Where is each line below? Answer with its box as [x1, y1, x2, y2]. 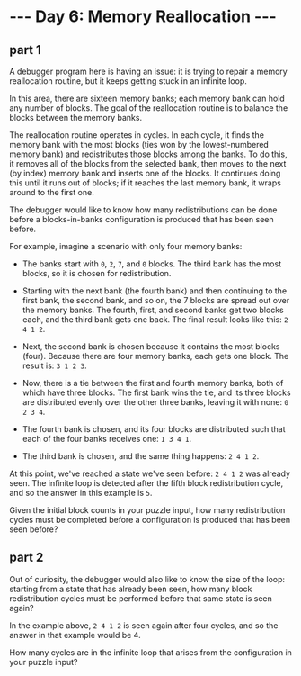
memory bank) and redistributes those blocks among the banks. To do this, [9, 149, 288, 159]
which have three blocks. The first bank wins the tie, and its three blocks [22, 387, 291, 398]
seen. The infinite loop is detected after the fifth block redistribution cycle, [9, 478, 284, 488]
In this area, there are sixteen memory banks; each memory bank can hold [9, 93, 285, 104]
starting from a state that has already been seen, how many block [9, 583, 252, 594]
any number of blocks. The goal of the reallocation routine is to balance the [9, 103, 288, 113]
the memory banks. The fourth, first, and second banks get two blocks [22, 304, 285, 315]
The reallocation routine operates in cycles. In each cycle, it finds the [9, 130, 265, 140]
